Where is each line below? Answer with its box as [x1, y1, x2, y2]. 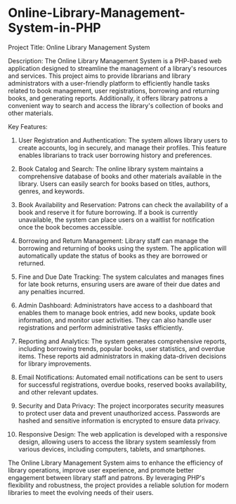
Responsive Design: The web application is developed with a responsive [18, 430, 228, 438]
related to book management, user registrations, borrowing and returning [8, 86, 220, 95]
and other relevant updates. [18, 387, 99, 396]
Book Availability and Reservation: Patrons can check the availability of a [18, 200, 229, 208]
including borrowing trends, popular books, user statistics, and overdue [18, 344, 225, 352]
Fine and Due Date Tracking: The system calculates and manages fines [18, 272, 224, 281]
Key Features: [8, 122, 48, 131]
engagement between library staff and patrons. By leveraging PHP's [8, 473, 206, 482]
